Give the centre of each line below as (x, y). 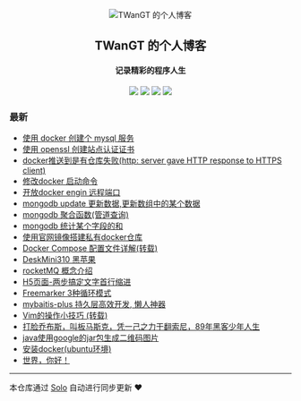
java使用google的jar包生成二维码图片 (90, 337)
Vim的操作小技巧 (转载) (65, 315)
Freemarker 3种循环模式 (67, 293)
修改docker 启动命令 (60, 181)
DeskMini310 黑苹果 (59, 259)
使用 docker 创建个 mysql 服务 (78, 138)
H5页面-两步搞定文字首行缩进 (77, 281)
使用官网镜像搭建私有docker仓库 (82, 236)
